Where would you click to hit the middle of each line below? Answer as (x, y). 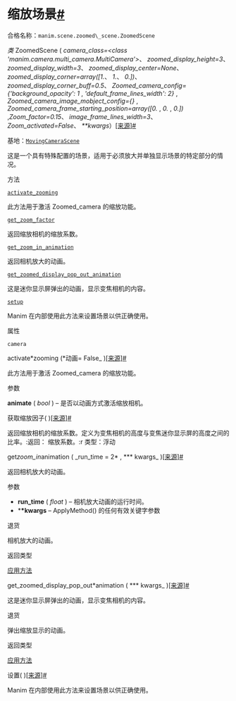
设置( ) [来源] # (27, 675)
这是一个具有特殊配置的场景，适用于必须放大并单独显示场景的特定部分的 (112, 155)
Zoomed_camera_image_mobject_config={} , (73, 101)
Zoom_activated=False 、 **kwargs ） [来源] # (72, 125)
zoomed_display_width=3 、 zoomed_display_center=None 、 (95, 68)
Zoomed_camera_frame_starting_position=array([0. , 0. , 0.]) (95, 108)
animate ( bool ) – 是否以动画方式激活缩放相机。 (77, 403)
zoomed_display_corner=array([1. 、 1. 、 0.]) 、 (74, 76)
